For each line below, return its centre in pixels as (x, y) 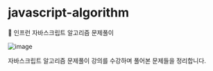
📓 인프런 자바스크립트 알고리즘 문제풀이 (61, 32)
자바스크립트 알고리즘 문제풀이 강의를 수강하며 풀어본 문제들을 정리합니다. (107, 61)
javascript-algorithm (69, 13)
